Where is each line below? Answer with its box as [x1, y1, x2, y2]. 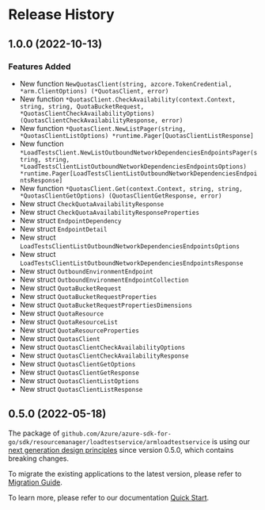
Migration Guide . [8, 477, 63, 487]
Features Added [8, 61, 71, 72]
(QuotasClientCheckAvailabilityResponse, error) [19, 117, 184, 125]
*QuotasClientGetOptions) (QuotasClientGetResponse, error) [19, 192, 222, 200]
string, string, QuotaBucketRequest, [19, 102, 145, 110]
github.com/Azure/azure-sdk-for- [61, 430, 172, 438]
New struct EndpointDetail [19, 224, 108, 233]
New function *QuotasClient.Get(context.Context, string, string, [19, 183, 243, 193]
